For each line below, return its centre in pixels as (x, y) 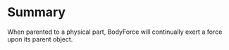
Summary (36, 12)
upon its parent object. (40, 39)
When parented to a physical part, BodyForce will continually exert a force (115, 32)
